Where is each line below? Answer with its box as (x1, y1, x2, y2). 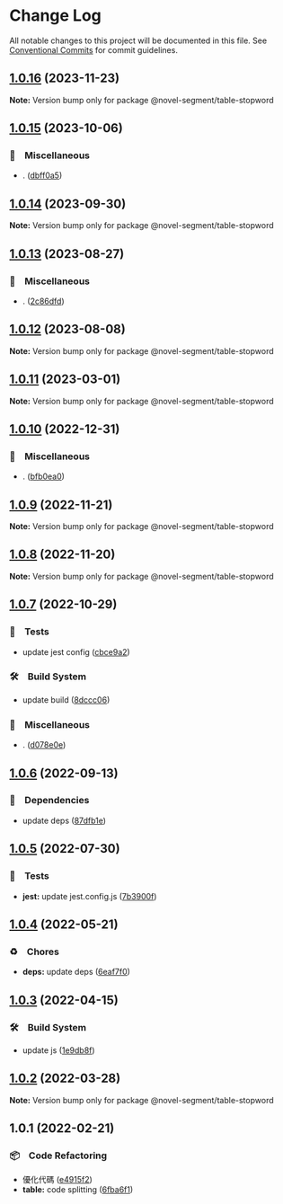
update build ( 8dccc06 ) (22, 694, 111, 705)
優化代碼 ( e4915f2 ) (22, 1174, 93, 1185)
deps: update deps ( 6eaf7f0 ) (22, 967, 130, 978)
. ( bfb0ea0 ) (22, 471, 66, 482)
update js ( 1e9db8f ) (22, 1044, 96, 1056)
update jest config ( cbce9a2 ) (22, 646, 130, 657)
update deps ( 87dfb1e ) (22, 815, 106, 826)
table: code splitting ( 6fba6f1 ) (22, 1184, 134, 1195)
